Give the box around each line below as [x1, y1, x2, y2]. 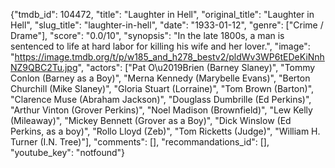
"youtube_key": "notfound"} [10, 147, 126, 158]
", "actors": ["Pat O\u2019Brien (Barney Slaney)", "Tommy [77, 62, 316, 73]
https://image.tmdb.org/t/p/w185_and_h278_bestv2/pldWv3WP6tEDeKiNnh [14, 51, 325, 63]
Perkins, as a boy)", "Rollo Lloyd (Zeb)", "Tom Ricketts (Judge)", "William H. [10, 125, 321, 137]
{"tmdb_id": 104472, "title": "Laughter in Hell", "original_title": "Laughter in [10, 9, 315, 20]
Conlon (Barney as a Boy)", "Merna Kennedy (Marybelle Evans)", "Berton [10, 72, 311, 84]
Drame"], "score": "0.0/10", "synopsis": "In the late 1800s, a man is [10, 30, 285, 41]
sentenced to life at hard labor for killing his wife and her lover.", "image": [10, 40, 311, 52]
